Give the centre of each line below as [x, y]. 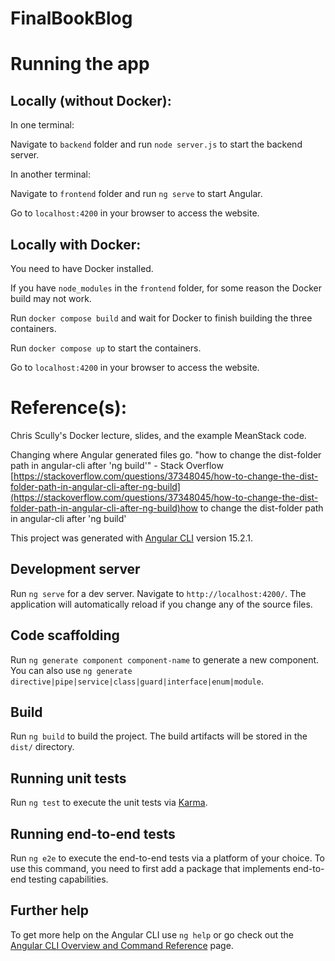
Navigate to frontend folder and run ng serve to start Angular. [136, 194]
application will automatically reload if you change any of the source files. [161, 604]
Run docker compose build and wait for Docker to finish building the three [161, 318]
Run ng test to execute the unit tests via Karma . [109, 803]
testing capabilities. [68, 879]
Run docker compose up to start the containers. [106, 348]
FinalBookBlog [71, 18]
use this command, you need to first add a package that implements [150, 868]
